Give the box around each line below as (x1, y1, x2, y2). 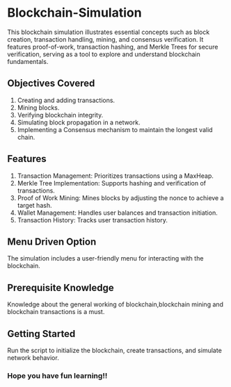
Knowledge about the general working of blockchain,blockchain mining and (7, 300, 224, 308)
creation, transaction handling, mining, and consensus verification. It (7, 35, 204, 43)
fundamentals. (7, 57, 49, 65)
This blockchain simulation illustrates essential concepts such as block (7, 28, 210, 36)
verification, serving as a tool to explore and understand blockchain (7, 50, 200, 58)
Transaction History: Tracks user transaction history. (17, 215, 168, 224)
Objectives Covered (7, 78, 95, 90)
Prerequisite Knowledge (7, 281, 114, 293)
